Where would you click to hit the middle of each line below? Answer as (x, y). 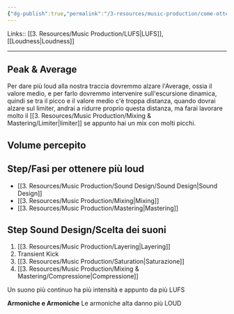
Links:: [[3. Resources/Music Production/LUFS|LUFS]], (85, 33)
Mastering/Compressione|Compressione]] (78, 276)
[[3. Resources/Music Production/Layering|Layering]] (94, 247)
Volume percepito (47, 145)
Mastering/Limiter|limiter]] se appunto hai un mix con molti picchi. (102, 124)
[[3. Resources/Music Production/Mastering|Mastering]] (98, 208)
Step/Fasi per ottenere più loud (76, 169)
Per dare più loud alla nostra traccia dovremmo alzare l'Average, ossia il (110, 86)
